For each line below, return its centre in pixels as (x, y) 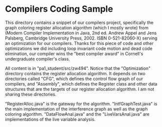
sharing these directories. (31, 94)
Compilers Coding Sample (59, 9)
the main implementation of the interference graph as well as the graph (76, 109)
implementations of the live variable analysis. (50, 119)
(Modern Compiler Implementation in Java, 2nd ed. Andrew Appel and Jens (81, 33)
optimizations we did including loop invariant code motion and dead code (79, 48)
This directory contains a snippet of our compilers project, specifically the (79, 22)
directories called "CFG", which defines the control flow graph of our (74, 79)
